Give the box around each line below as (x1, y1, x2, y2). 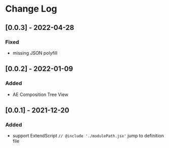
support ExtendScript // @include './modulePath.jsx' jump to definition (12, 133, 164, 139)
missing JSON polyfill (12, 50, 58, 56)
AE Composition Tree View (12, 91, 68, 97)
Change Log (5, 3, 57, 15)
